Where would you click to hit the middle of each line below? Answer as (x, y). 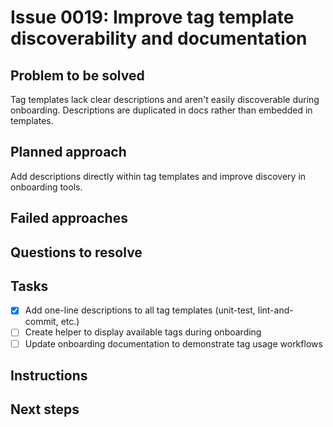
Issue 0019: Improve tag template (152, 17)
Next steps (45, 409)
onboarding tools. (46, 187)
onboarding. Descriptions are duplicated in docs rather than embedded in (161, 110)
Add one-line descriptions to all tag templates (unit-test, (140, 310)
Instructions (49, 375)
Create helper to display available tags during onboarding (143, 332)
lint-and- (275, 310)
